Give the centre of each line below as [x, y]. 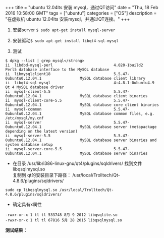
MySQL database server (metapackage [118, 127]
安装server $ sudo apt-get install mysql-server [64, 30]
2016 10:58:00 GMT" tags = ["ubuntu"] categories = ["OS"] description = [81, 13]
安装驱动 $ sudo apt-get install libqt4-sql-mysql [65, 40]
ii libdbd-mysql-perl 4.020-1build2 [74, 65]
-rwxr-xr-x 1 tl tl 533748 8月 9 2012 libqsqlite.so [61, 215]
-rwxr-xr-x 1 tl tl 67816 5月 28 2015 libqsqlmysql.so [64, 220]
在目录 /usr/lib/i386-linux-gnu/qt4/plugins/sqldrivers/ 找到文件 [77, 163]
